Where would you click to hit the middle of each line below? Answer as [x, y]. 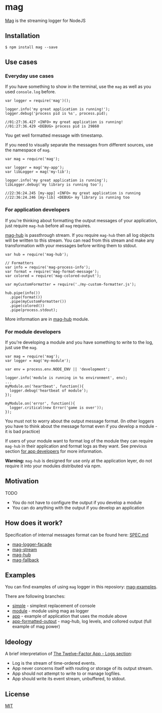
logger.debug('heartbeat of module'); [49, 391]
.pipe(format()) [26, 297]
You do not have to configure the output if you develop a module [77, 503]
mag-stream [25, 549]
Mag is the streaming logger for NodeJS [45, 21]
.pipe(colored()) [27, 306]
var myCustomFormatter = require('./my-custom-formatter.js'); [71, 284]
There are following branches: [35, 596]
